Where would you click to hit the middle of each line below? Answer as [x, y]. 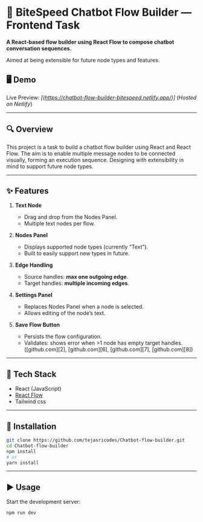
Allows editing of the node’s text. [65, 313]
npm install [21, 451]
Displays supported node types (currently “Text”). [86, 247]
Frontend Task [43, 25]
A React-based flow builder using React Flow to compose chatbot [90, 42]
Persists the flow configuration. [63, 337]
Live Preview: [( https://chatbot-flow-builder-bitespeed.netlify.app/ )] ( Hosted [101, 97]
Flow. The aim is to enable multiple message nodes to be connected [91, 153]
